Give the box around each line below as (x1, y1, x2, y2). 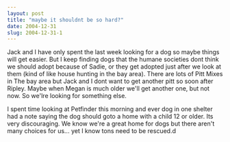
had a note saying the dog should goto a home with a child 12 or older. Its (7, 113, 214, 121)
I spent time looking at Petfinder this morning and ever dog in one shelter (7, 105, 214, 113)
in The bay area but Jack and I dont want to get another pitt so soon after (7, 77, 214, 86)
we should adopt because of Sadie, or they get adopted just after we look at (7, 62, 221, 71)
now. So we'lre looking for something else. (7, 92, 127, 100)
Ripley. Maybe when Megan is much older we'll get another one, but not (7, 84, 210, 93)
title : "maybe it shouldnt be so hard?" (7, 16, 125, 23)
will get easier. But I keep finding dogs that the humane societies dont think (7, 56, 219, 64)
